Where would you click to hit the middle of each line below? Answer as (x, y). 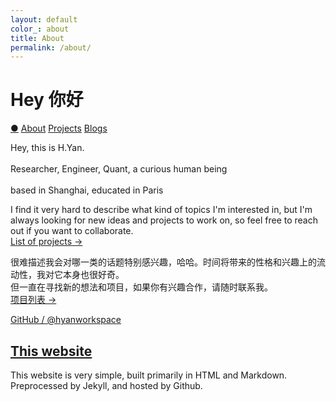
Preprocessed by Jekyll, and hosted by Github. (106, 385)
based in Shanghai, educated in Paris (87, 190)
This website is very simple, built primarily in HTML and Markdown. (149, 375)
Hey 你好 (47, 100)
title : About (37, 38)
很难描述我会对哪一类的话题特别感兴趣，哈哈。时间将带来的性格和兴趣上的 (163, 262)
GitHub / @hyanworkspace (66, 320)
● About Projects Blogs (59, 128)
